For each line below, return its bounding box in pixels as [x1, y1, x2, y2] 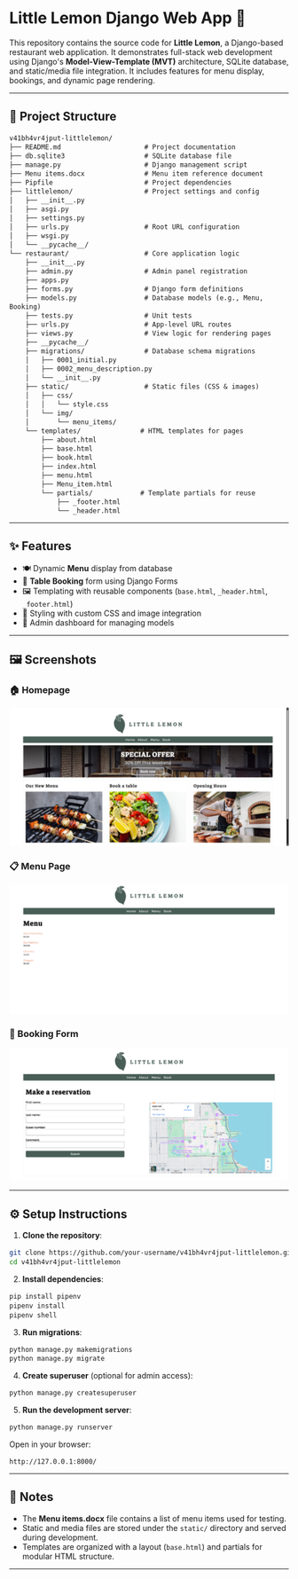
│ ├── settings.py [9, 213, 86, 223]
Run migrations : [21, 1326, 82, 1338]
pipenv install [9, 1301, 66, 1310]
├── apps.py [25, 275, 69, 285]
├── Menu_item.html [41, 479, 114, 489]
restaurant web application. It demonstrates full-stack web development [9, 46, 273, 57]
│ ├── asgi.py [9, 204, 69, 214]
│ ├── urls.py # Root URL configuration [9, 222, 240, 232]
